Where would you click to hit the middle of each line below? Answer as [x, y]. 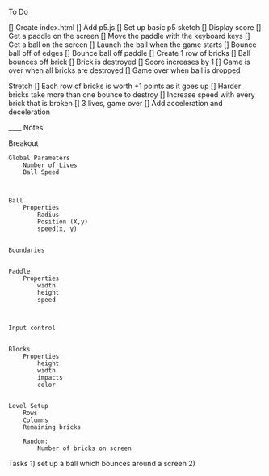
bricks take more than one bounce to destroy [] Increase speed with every [132, 95]
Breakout [23, 143]
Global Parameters [39, 158]
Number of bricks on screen [84, 448]
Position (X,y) [63, 222]
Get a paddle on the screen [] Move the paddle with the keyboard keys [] [129, 36]
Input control [32, 328]
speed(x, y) [58, 229]
